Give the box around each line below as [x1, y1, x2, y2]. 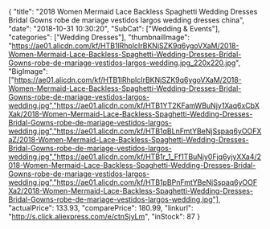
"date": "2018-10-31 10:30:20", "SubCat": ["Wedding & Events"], [8, 24, 220, 33]
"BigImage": [8, 67, 48, 76]
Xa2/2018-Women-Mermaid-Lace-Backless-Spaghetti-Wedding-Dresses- [8, 186, 253, 195]
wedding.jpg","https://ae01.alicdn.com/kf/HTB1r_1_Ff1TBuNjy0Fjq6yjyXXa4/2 [8, 152, 262, 162]
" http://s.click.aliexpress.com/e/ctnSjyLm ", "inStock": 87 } [8, 212, 201, 221]
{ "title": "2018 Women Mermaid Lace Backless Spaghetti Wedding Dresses [8, 7, 258, 16]
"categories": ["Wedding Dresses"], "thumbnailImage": [8, 32, 190, 42]
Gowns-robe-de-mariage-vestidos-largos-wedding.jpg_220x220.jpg [8, 58, 236, 67]
